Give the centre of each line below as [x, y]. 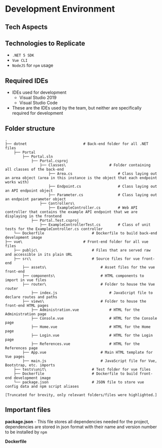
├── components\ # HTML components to [83, 276]
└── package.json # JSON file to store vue [79, 382]
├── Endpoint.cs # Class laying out [103, 187]
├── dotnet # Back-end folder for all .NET [77, 144]
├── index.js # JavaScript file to [92, 293]
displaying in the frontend [33, 216]
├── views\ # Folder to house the [84, 302]
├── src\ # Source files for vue [77, 259]
